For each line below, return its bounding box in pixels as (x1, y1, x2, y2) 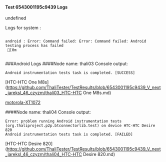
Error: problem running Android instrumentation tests (5, 119, 122, 124)
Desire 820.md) (83, 151, 115, 157)
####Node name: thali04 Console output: (5, 109, 91, 115)
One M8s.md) (82, 90, 111, 96)
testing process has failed (5, 43, 64, 48)
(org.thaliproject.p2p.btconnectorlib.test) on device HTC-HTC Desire (5, 123, 155, 128)
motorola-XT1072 (5, 99, 41, 105)
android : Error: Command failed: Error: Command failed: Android (5, 39, 146, 44)
